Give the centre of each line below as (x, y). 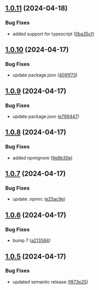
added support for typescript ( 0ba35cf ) (53, 34)
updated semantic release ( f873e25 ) (50, 282)
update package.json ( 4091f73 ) (45, 75)
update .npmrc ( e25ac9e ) (39, 199)
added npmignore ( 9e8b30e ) (42, 158)
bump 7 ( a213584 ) (32, 240)
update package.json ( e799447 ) (46, 116)
